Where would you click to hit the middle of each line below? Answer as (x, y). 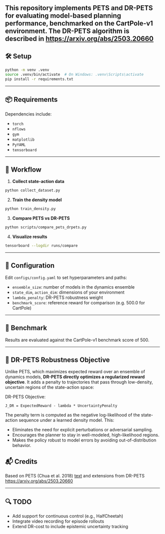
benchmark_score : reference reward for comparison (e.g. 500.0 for (79, 302)
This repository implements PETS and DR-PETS (79, 8)
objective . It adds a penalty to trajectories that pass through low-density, (79, 382)
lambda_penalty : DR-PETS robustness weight (57, 297)
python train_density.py (30, 209)
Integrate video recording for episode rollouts (58, 521)
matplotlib (23, 140)
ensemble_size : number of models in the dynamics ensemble (73, 287)
